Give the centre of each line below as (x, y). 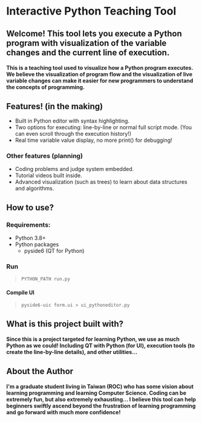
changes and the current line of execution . (88, 52)
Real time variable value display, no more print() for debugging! (93, 140)
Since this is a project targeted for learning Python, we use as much (93, 339)
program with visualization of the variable (86, 43)
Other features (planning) (45, 156)
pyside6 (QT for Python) (54, 250)
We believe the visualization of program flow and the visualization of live (99, 75)
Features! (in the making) (55, 106)
